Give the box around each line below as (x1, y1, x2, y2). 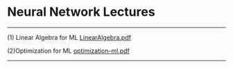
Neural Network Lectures (7, 4, 155, 20)
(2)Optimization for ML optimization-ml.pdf (7, 46, 130, 55)
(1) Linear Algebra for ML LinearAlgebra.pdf (7, 33, 132, 41)
